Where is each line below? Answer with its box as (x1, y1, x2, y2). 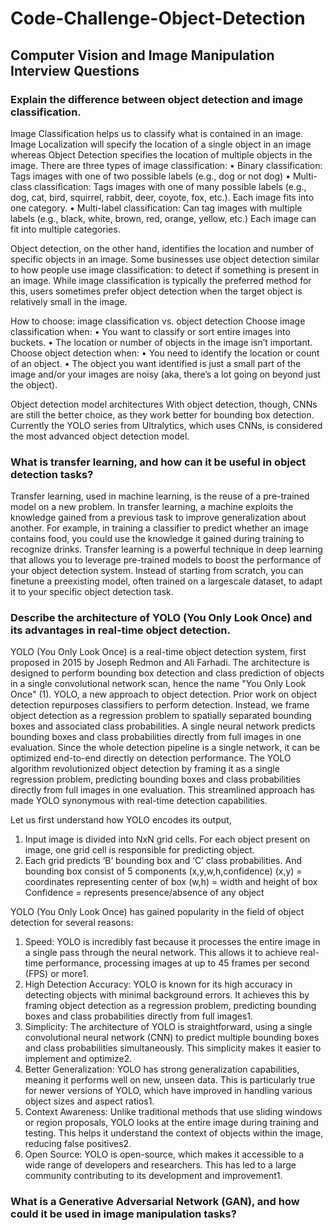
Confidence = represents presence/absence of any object (24, 887, 265, 899)
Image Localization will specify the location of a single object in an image (10, 138, 312, 150)
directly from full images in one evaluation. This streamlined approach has (10, 784, 316, 796)
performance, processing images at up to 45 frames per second (45, 957, 310, 969)
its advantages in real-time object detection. (10, 623, 231, 637)
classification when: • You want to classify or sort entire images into (10, 325, 291, 337)
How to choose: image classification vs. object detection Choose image (10, 315, 306, 327)
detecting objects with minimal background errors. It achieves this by (24, 989, 310, 1001)
